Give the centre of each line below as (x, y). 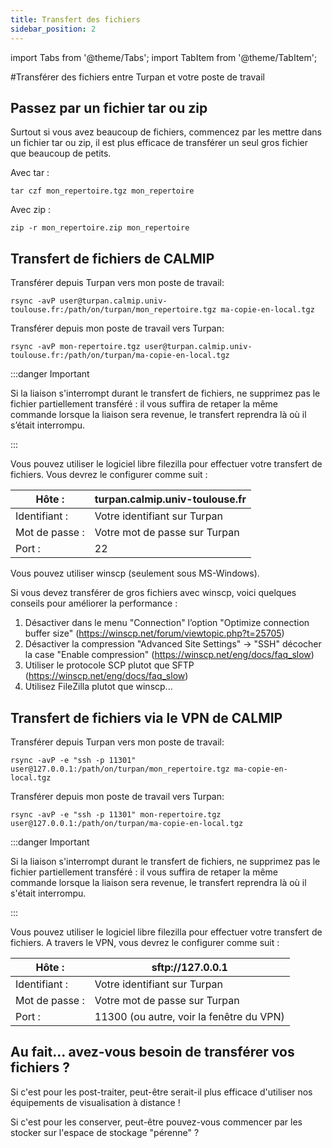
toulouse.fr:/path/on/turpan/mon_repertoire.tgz (113, 310)
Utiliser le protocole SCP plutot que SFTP (109, 665)
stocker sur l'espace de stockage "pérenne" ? (105, 1132)
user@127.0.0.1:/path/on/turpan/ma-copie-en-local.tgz (127, 823)
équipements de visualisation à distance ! (95, 1102)
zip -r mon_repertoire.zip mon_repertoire (100, 228)
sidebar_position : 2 (53, 29)
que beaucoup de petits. (61, 153)
